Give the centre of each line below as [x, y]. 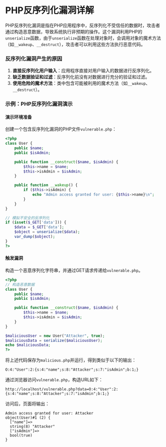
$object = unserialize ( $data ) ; [47, 232]
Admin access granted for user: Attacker [49, 413]
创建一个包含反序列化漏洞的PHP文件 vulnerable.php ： [61, 129]
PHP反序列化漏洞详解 [50, 10]
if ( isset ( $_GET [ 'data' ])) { [36, 222]
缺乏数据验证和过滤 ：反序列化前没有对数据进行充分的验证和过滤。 [81, 77]
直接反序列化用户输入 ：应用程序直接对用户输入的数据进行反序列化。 [83, 71]
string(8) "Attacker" [33, 427]
